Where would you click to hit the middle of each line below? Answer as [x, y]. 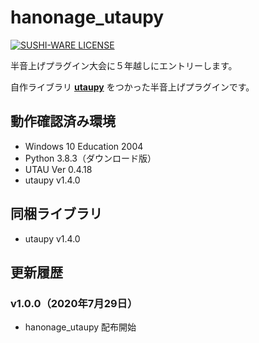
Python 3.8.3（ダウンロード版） [90, 158]
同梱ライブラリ [56, 214]
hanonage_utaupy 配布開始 [80, 327]
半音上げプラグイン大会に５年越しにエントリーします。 [124, 65]
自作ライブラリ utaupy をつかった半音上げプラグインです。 [132, 87]
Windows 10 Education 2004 [84, 146]
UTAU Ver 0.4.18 [58, 169]
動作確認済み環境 [63, 121]
